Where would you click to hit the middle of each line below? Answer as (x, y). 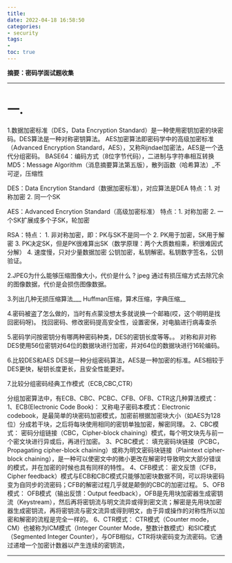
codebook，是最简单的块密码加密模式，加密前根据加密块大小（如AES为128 (114, 415)
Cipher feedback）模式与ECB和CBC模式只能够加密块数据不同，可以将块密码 (116, 476)
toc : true (21, 53)
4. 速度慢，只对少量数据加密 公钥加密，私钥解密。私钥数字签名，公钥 (125, 252)
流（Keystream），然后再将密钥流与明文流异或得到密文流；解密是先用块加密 (115, 501)
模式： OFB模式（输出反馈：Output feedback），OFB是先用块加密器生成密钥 (115, 493)
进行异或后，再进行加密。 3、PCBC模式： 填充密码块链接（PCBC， (127, 441)
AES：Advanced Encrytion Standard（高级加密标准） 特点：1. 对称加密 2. (112, 211)
